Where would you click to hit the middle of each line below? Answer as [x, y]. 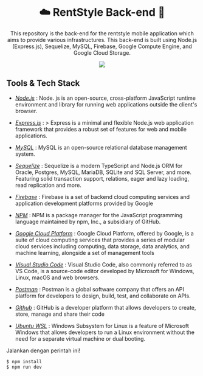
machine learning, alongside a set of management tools [85, 252]
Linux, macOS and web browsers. [57, 277]
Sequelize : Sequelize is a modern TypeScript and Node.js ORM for [99, 165]
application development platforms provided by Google [84, 203]
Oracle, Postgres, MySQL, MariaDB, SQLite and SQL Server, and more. [103, 172]
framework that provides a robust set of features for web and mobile [101, 129]
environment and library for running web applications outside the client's [106, 104]
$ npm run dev [24, 367]
